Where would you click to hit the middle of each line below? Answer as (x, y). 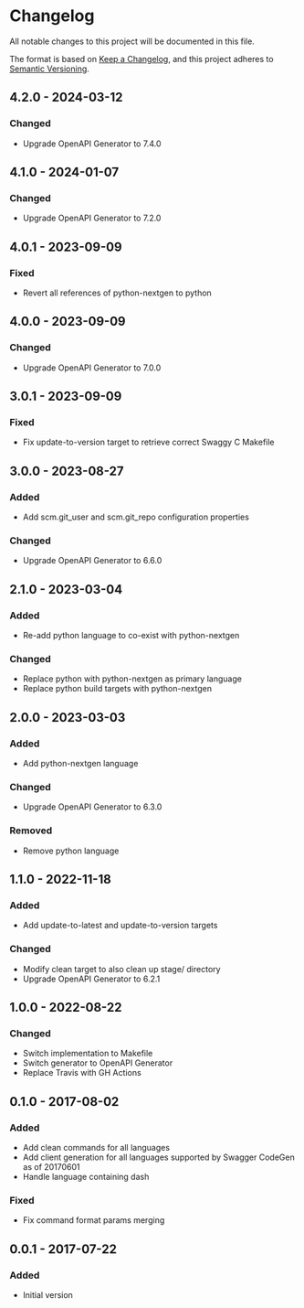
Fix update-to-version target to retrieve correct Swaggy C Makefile (149, 442)
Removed (31, 831)
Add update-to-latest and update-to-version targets (120, 926)
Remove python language (71, 851)
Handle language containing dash (86, 1176)
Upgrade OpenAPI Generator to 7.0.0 (92, 368)
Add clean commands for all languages (96, 1147)
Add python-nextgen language (80, 764)
